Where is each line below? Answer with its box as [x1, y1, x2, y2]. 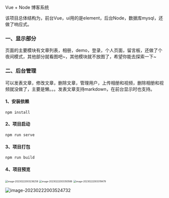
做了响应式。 [5, 22, 32, 27]
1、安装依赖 [5, 98, 30, 104]
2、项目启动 [5, 121, 30, 127]
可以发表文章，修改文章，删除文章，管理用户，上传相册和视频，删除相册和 [5, 80, 159, 86]
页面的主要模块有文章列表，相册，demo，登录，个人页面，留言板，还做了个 [5, 47, 162, 54]
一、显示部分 [5, 35, 37, 42]
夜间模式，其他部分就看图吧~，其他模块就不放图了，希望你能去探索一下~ [5, 54, 157, 60]
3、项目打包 [5, 143, 31, 149]
